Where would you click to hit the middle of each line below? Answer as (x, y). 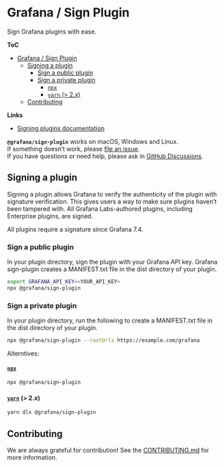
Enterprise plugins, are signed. (50, 216)
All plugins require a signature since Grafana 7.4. (75, 229)
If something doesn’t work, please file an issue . (73, 149)
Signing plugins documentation (61, 128)
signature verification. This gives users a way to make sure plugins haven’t (112, 201)
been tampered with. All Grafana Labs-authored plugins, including (100, 209)
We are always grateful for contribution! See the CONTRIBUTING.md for (108, 450)
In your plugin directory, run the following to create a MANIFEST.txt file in (110, 320)
